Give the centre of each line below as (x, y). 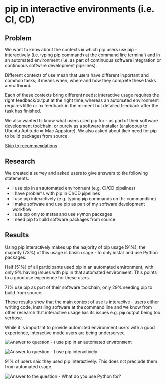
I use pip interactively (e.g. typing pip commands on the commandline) (84, 198)
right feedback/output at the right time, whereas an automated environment (82, 100)
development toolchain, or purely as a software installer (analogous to (76, 126)
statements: (17, 178)
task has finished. (23, 111)
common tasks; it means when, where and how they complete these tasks (81, 80)
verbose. (14, 318)
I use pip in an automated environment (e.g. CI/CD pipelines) (74, 188)
